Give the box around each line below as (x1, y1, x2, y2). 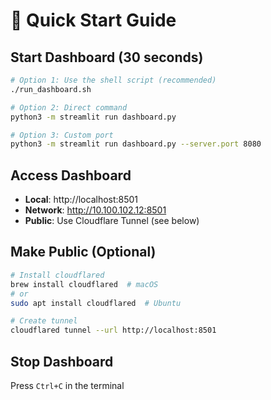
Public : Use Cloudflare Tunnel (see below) (24, 215, 200, 227)
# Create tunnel (10, 316, 78, 326)
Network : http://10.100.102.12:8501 (24, 204, 167, 216)
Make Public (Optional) (10, 244, 157, 261)
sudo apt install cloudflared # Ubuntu (10, 298, 182, 308)
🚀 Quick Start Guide (10, 9, 177, 32)
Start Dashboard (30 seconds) (10, 49, 204, 66)
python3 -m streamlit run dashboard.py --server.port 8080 (10, 139, 262, 149)
